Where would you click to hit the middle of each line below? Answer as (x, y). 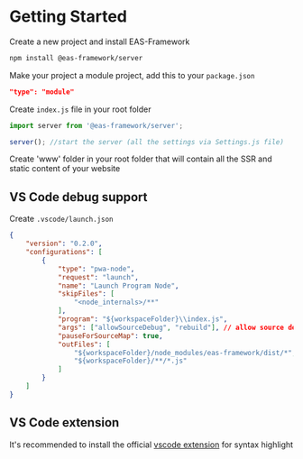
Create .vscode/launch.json (61, 219)
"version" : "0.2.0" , (64, 244)
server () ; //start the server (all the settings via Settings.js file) (147, 142)
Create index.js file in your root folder (80, 109)
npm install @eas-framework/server (76, 58)
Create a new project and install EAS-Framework (100, 41)
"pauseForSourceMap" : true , (110, 335)
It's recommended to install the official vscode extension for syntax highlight (151, 445)
